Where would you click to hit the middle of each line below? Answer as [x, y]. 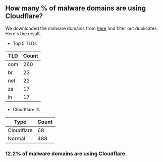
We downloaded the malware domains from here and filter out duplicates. [82, 28]
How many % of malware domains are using [76, 8]
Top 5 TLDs [24, 43]
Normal [16, 138]
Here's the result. [23, 33]
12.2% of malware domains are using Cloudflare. [66, 153]
